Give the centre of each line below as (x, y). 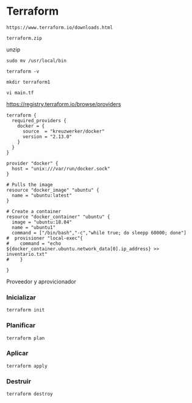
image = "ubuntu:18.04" (42, 222)
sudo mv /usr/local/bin (37, 60)
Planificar (21, 325)
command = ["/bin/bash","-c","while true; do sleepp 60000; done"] (99, 233)
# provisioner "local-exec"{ (45, 238)
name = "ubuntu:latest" (42, 195)
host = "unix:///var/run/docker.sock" (61, 169)
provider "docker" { (33, 163)
